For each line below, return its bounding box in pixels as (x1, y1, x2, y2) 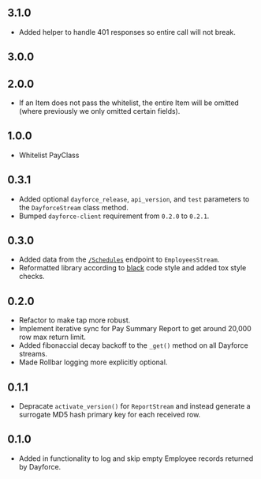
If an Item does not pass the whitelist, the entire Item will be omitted (18, 98, 240, 107)
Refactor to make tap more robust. (18, 315, 131, 325)
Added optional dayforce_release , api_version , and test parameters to (18, 194, 250, 204)
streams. (18, 349, 48, 359)
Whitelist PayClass (18, 150, 80, 160)
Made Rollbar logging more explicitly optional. (18, 357, 168, 367)
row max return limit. (18, 332, 86, 342)
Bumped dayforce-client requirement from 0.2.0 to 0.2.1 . (18, 211, 210, 221)
